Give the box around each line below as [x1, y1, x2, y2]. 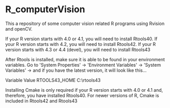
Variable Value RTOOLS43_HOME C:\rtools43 [5, 77, 101, 83]
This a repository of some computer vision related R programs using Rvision [5, 20, 164, 26]
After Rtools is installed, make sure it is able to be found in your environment [5, 56, 165, 62]
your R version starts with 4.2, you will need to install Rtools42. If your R [5, 41, 156, 47]
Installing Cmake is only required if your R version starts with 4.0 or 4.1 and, [5, 87, 163, 93]
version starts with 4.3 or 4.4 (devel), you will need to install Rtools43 [5, 46, 151, 52]
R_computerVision [5, 4, 86, 15]
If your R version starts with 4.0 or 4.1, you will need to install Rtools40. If [5, 36, 158, 42]
